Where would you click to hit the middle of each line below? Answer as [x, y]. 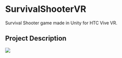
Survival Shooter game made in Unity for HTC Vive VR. [61, 23]
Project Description [36, 38]
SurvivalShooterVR [46, 9]
